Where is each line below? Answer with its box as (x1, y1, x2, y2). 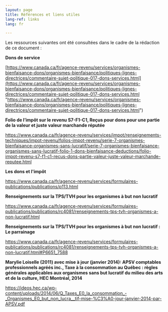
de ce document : (5, 45, 42, 51)
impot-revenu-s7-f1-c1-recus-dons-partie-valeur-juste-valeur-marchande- (5, 153, 161, 160)
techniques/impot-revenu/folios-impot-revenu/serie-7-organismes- (5, 137, 145, 143)
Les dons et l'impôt (5, 169, 46, 175)
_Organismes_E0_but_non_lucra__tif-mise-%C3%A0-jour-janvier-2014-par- (5, 295, 162, 302)
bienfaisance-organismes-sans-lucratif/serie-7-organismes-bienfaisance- (5, 143, 160, 149)
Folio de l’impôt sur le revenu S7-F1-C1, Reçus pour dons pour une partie (5, 117, 160, 123)
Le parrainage (5, 229, 35, 235)
